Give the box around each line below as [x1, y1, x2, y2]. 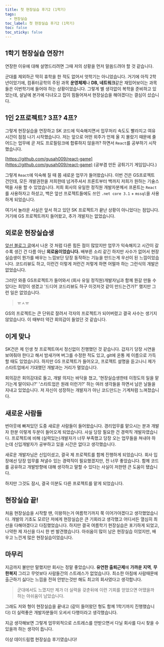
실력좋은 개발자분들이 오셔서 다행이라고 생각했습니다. [17, 609, 118, 615]
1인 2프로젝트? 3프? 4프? [5, 114, 77, 122]
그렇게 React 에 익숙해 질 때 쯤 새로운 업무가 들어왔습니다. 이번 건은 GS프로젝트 [5, 172, 155, 178]
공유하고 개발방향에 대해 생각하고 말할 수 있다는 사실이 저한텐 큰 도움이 [10, 464, 145, 470]
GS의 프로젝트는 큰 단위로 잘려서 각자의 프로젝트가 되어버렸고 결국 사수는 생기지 [5, 310, 158, 316]
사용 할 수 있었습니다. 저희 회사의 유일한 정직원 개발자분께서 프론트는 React [14, 184, 157, 190]
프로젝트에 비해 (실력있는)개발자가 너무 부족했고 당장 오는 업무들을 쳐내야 [11, 435, 151, 441]
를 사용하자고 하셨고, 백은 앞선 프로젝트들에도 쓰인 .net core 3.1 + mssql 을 [5, 190, 150, 196]
